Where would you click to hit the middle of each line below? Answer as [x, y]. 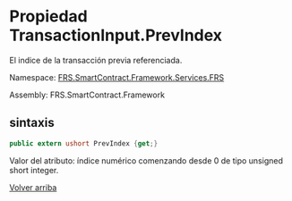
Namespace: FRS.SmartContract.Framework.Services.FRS [117, 77]
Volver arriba [33, 187]
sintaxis [32, 123]
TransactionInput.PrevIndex [116, 35]
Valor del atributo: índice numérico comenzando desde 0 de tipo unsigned [146, 160]
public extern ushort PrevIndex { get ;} [84, 143]
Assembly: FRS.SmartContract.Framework [87, 95]
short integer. [34, 170]
